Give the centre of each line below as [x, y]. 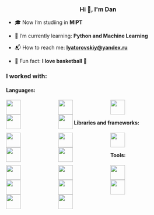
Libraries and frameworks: [107, 123]
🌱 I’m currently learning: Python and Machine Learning [81, 36]
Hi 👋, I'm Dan [98, 9]
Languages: [21, 90]
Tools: [118, 155]
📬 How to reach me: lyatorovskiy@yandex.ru [71, 48]
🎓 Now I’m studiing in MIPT [48, 22]
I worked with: [27, 77]
